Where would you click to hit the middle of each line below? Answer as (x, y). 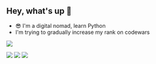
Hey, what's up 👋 (39, 11)
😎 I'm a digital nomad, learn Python (60, 25)
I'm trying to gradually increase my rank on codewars (82, 32)
